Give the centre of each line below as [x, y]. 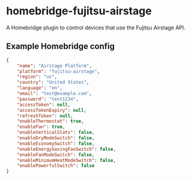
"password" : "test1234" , [48, 99]
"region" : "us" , [37, 77]
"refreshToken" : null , [45, 116]
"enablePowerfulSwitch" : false [56, 166]
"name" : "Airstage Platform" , [55, 66]
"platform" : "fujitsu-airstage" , [58, 71]
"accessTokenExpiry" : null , [52, 110]
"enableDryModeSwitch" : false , [56, 138]
